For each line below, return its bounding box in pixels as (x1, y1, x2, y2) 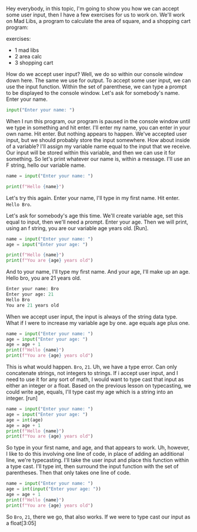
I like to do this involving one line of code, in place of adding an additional (6, 451, 184, 458)
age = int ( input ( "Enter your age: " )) (6, 486, 101, 492)
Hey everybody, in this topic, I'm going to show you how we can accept (6, 5, 179, 12)
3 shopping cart (14, 59, 54, 66)
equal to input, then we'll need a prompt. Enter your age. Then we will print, (6, 218, 189, 225)
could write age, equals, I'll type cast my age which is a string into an (6, 389, 173, 395)
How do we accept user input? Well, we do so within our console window (6, 71, 183, 77)
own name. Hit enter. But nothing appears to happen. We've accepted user (6, 130, 187, 137)
